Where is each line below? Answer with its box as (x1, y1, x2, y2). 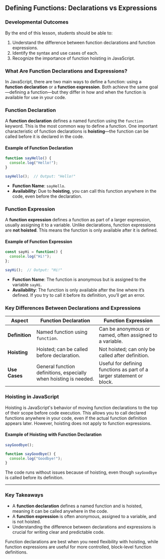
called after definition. (99, 352, 149, 359)
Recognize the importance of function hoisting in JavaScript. (12, 55, 135, 61)
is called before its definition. (5, 475, 64, 481)
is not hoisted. (12, 519, 41, 524)
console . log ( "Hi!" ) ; (9, 254, 52, 259)
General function (36, 363, 75, 370)
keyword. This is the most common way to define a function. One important (5, 123, 158, 129)
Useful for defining (99, 360, 142, 367)
